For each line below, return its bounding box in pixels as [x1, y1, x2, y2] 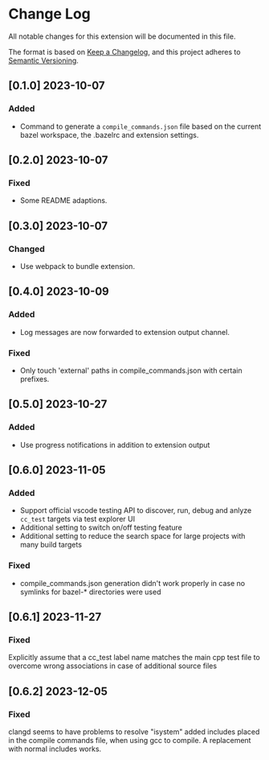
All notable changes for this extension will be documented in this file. [8, 31, 236, 41]
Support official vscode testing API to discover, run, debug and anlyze [19, 506, 252, 515]
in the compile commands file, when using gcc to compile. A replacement [8, 736, 251, 746]
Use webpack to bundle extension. [19, 262, 135, 271]
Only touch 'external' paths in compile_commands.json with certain [19, 366, 243, 375]
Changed [8, 243, 46, 254]
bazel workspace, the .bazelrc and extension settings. [19, 130, 199, 139]
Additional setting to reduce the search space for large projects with [19, 531, 246, 541]
